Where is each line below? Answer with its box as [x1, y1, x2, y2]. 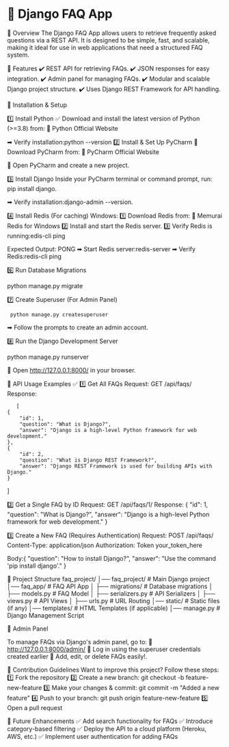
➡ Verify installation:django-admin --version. [7, 198, 133, 206]
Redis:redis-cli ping [7, 252, 62, 260]
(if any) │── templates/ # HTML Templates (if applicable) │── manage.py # [7, 604, 221, 612]
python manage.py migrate [7, 281, 83, 290]
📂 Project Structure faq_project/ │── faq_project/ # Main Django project [7, 574, 210, 583]
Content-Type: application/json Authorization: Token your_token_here [7, 541, 203, 549]
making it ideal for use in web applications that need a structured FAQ [7, 43, 203, 51]
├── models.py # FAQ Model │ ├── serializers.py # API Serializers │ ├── [7, 589, 216, 598]
